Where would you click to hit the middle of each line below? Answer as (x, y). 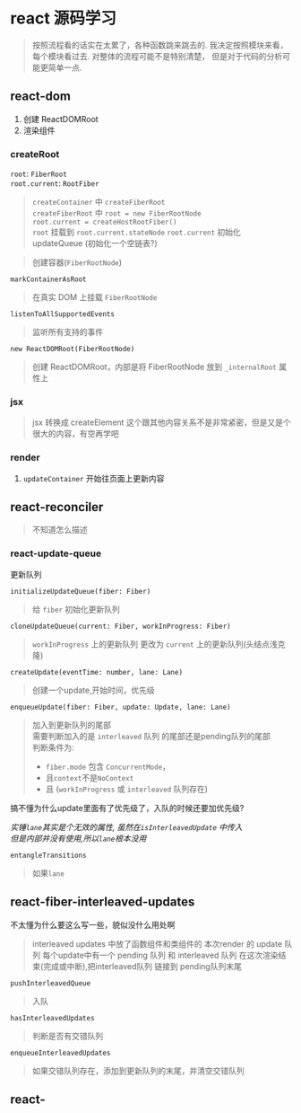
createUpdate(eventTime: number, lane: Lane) (96, 672)
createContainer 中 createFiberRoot (99, 202)
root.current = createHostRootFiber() (104, 222)
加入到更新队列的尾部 (71, 725)
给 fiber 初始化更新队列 (76, 609)
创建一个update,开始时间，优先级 (93, 690)
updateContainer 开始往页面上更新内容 (94, 478)
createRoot (35, 154)
